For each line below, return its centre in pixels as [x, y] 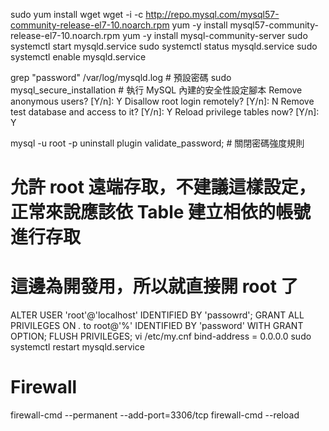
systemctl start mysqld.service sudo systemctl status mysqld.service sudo [164, 46]
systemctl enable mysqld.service [78, 57]
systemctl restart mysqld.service [77, 347]
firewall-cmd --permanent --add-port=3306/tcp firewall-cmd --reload [155, 415]
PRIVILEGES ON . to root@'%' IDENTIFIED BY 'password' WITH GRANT [157, 326]
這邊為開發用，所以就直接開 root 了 [154, 286]
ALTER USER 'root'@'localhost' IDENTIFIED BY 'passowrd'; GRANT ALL [157, 315]
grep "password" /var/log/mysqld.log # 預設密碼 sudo [121, 77]
